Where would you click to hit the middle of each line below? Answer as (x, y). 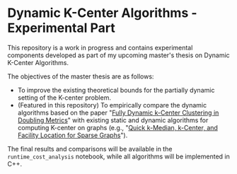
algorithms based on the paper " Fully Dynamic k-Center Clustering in (118, 112)
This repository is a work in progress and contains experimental (100, 47)
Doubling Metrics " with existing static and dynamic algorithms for (113, 120)
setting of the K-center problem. (64, 98)
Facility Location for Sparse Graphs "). (73, 135)
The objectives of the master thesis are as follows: (81, 76)
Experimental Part (61, 28)
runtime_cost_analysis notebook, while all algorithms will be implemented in (118, 156)
